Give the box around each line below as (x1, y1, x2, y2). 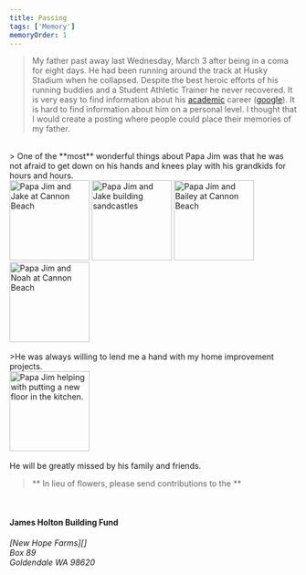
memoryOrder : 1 (9, 30, 68, 39)
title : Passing (9, 13, 68, 23)
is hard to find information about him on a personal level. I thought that (31, 104, 297, 115)
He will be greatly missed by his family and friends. (9, 461, 202, 472)
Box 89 (9, 547, 37, 558)
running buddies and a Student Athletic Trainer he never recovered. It (31, 84, 293, 96)
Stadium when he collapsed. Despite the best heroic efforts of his (31, 75, 279, 86)
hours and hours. (9, 170, 74, 181)
